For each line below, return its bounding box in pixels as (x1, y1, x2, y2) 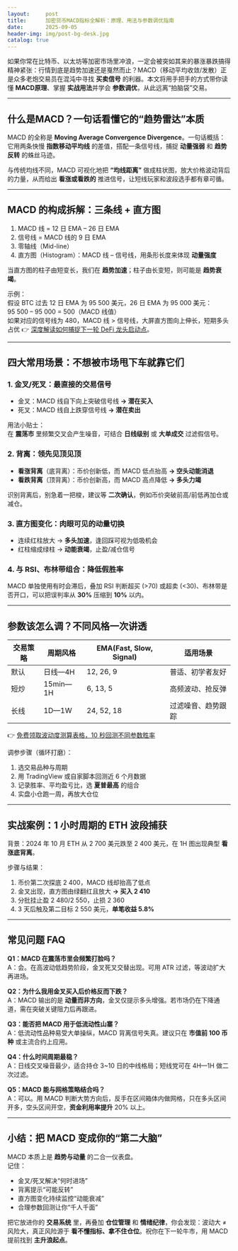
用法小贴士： (7, 421, 45, 429)
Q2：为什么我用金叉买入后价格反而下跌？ (7, 987, 128, 995)
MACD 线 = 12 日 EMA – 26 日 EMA (17, 224, 120, 232)
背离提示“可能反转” (17, 1185, 74, 1194)
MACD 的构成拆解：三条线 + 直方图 (7, 204, 161, 216)
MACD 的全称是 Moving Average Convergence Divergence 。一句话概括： (7, 132, 225, 142)
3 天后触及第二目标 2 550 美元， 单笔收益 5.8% (17, 904, 154, 913)
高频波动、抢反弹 (169, 684, 227, 694)
